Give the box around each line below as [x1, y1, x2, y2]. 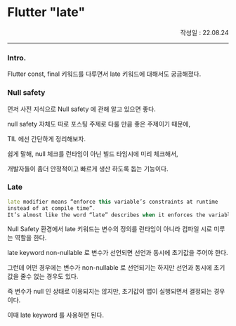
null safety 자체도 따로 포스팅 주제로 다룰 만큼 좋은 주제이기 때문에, [7, 119, 191, 128]
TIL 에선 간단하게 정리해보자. [7, 134, 86, 143]
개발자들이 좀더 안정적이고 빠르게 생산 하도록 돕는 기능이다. [7, 164, 169, 173]
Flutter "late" [7, 4, 86, 20]
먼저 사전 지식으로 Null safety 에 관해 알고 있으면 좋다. [7, 105, 156, 113]
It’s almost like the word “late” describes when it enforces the [7, 211, 206, 219]
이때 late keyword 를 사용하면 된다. [7, 311, 104, 320]
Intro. [7, 53, 27, 63]
